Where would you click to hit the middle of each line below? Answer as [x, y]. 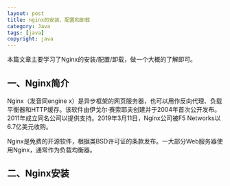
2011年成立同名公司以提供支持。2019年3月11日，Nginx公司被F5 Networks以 [114, 118]
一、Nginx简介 [38, 83]
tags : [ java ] [26, 33]
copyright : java [30, 39]
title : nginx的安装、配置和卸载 [49, 20]
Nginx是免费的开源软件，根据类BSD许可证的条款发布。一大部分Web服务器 [112, 141]
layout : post [26, 13]
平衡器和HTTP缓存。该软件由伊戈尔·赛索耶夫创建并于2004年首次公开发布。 [114, 109]
